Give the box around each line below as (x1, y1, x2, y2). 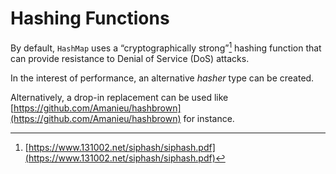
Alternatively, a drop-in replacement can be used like (10, 91, 229, 103)
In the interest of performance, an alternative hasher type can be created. (10, 72, 315, 84)
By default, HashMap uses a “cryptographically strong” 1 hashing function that (10, 40, 322, 54)
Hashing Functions (10, 7, 170, 30)
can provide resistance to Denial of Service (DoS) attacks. (10, 52, 250, 64)
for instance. (183, 112, 235, 124)
